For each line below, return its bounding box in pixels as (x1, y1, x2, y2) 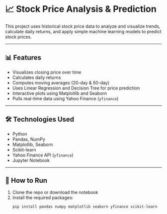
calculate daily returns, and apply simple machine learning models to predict (5, 28, 162, 34)
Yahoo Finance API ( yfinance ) (12, 152, 74, 158)
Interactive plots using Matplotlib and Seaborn (12, 90, 107, 96)
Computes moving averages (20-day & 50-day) (12, 79, 110, 85)
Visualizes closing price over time (12, 69, 82, 75)
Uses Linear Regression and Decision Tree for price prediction (12, 85, 140, 91)
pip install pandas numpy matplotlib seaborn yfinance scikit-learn (12, 204, 158, 210)
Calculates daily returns (12, 74, 61, 80)
